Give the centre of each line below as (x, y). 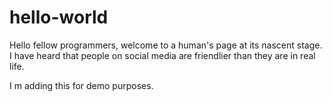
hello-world (59, 17)
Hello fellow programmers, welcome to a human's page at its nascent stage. (166, 45)
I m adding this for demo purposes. (81, 85)
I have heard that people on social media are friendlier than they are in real (162, 55)
